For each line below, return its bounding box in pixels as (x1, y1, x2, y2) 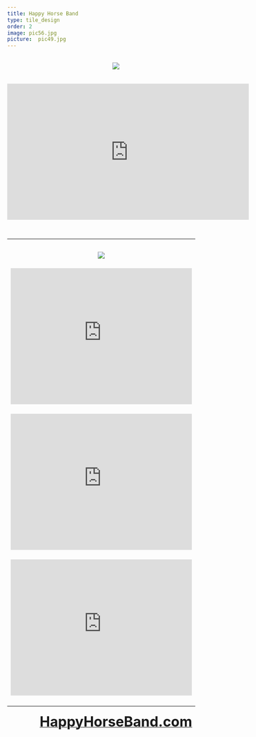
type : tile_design (7, 17, 60, 24)
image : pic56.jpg (7, 29, 57, 37)
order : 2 (7, 23, 32, 30)
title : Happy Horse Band (7, 10, 79, 17)
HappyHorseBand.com (39, 713, 193, 731)
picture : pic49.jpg (7, 36, 67, 43)
